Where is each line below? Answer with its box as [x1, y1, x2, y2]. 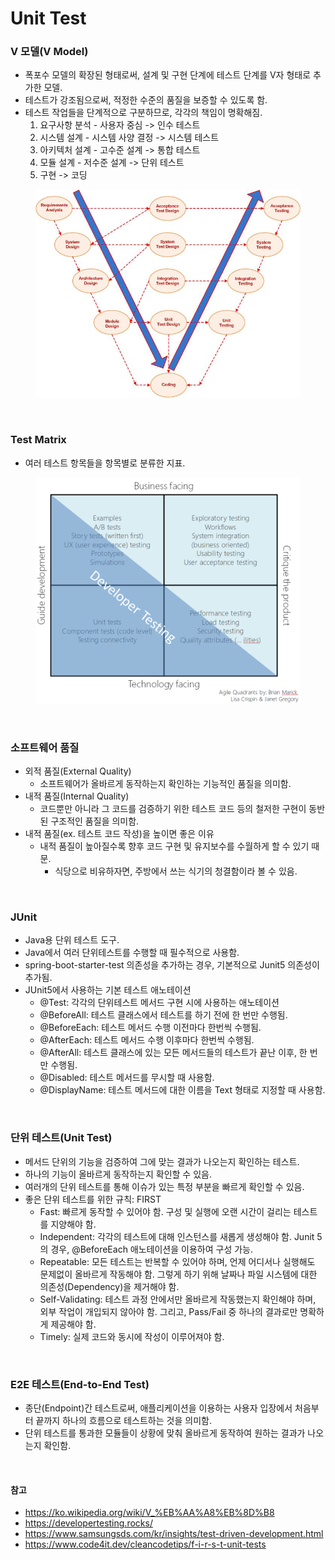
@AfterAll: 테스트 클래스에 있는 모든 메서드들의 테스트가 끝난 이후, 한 [39, 1047, 308, 1059]
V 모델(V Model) [10, 45, 89, 59]
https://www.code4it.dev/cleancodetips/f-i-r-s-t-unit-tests [24, 1538, 267, 1551]
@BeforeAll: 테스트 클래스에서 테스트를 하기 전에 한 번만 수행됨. [39, 1009, 288, 1021]
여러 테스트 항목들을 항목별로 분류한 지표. [24, 457, 186, 469]
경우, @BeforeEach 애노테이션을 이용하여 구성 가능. [50, 1243, 254, 1255]
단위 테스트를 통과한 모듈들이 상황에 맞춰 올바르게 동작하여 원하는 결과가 [24, 1427, 306, 1439]
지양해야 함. [50, 1218, 97, 1230]
